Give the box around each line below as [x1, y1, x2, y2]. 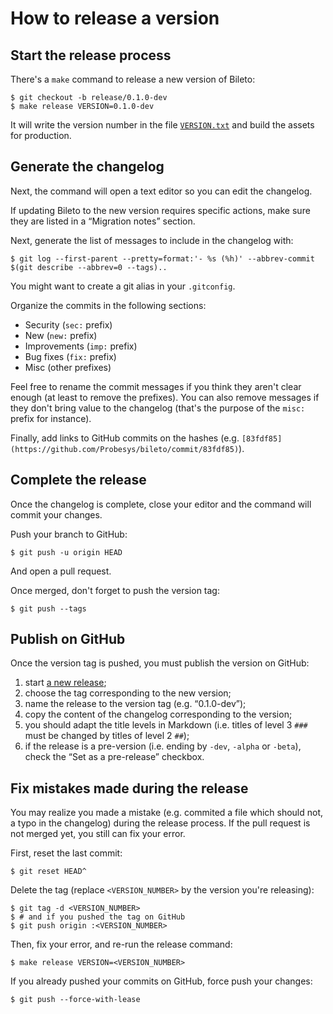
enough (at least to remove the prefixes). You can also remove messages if [10, 391, 320, 403]
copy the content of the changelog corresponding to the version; [24, 708, 293, 721]
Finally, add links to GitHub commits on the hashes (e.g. [10, 432, 240, 444]
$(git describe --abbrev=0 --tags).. [10, 262, 168, 272]
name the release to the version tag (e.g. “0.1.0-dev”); [24, 698, 247, 710]
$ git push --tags [10, 603, 87, 614]
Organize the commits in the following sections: [10, 299, 207, 311]
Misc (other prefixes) [24, 361, 112, 373]
